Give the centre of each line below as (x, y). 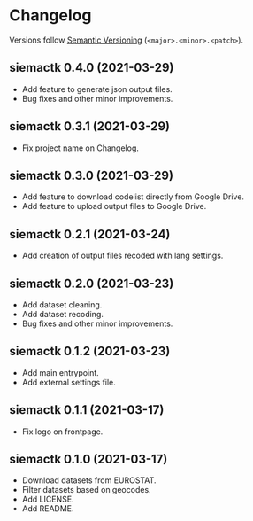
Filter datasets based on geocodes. (87, 490)
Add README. (48, 509)
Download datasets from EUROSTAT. (89, 480)
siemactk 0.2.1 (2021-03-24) (90, 234)
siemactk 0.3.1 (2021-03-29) (90, 126)
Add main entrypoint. (60, 372)
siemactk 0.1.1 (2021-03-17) (87, 410)
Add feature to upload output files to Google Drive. (114, 206)
